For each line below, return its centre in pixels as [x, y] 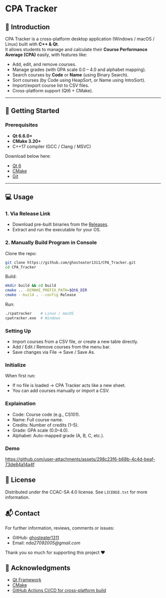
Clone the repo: [21, 253]
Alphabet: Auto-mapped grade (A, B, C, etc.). [58, 435]
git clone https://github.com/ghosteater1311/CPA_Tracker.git [70, 263]
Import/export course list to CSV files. [51, 85]
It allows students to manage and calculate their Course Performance [76, 49]
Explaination [21, 403]
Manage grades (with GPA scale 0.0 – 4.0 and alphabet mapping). [79, 69]
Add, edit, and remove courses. [44, 64]
